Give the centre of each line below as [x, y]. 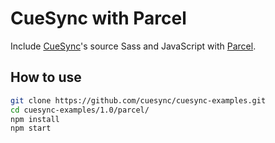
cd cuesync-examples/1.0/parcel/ [80, 110]
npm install [35, 119]
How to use [46, 77]
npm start [31, 128]
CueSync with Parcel [98, 18]
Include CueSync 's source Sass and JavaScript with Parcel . [133, 46]
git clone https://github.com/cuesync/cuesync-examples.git [138, 100]
